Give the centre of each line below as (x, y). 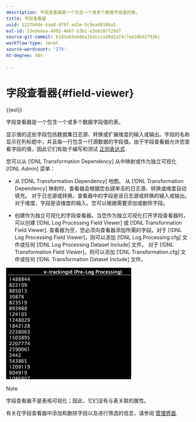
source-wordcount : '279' (36, 50)
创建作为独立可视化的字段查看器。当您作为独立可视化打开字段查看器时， (101, 215)
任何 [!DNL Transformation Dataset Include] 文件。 (85, 259)
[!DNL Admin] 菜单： (31, 168)
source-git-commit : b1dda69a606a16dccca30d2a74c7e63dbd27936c (83, 37)
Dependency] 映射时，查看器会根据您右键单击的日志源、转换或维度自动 (100, 188)
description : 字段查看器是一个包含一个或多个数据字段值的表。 (73, 12)
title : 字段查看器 (26, 18)
